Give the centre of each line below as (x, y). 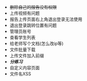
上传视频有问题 (25, 13)
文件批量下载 (22, 49)
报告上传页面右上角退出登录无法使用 (46, 19)
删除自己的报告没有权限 (33, 7)
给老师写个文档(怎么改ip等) (36, 43)
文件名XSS (20, 74)
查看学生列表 (22, 37)
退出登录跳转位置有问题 (33, 25)
